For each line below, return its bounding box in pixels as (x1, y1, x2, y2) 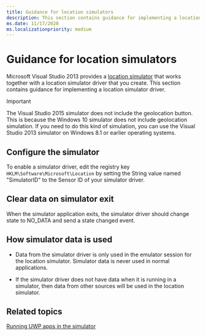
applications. (15, 264, 48, 271)
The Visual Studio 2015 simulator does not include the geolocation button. (6, 110, 193, 117)
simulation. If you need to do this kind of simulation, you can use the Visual (6, 123, 196, 130)
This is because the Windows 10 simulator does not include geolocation (6, 116, 188, 123)
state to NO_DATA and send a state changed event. (6, 216, 135, 224)
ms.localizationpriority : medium (6, 26, 92, 32)
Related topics (6, 307, 63, 317)
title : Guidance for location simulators (6, 9, 114, 15)
